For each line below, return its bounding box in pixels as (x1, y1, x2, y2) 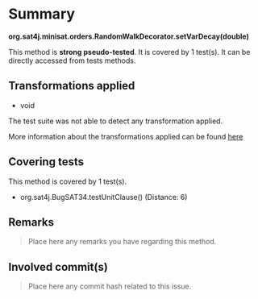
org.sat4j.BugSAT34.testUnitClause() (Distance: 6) (19, 192, 188, 201)
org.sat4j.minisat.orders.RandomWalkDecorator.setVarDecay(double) (8, 31, 250, 41)
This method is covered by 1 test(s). (8, 176, 127, 186)
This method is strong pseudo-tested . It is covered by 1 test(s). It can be (8, 47, 251, 56)
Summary (8, 5, 75, 23)
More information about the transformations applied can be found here (8, 131, 243, 141)
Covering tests (8, 155, 85, 169)
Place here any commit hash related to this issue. (27, 281, 192, 291)
